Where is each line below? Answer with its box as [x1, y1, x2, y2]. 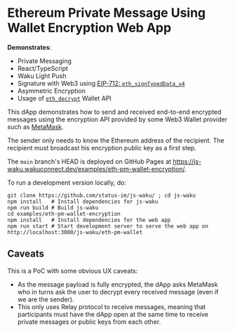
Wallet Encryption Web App [7, 20, 172, 36]
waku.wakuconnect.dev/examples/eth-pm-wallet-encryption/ [7, 164, 185, 173]
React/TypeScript [17, 64, 69, 72]
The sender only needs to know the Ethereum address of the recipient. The [7, 136, 224, 145]
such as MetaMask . [7, 122, 65, 131]
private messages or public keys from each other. [17, 318, 161, 326]
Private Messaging [17, 56, 72, 65]
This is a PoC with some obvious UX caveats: [7, 266, 138, 275]
